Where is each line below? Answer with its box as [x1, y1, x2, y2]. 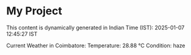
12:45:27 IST [6, 30, 38, 37]
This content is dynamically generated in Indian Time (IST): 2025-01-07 [6, 24, 185, 31]
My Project [6, 4, 62, 18]
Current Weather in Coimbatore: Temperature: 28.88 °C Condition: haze [6, 42, 186, 49]
